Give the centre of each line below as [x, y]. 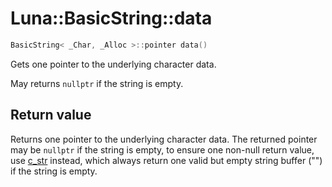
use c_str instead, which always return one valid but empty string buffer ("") [166, 160]
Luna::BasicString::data [111, 18]
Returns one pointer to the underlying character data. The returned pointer [164, 139]
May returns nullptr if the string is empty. [97, 83]
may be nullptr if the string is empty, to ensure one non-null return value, [162, 149]
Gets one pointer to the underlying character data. [113, 64]
